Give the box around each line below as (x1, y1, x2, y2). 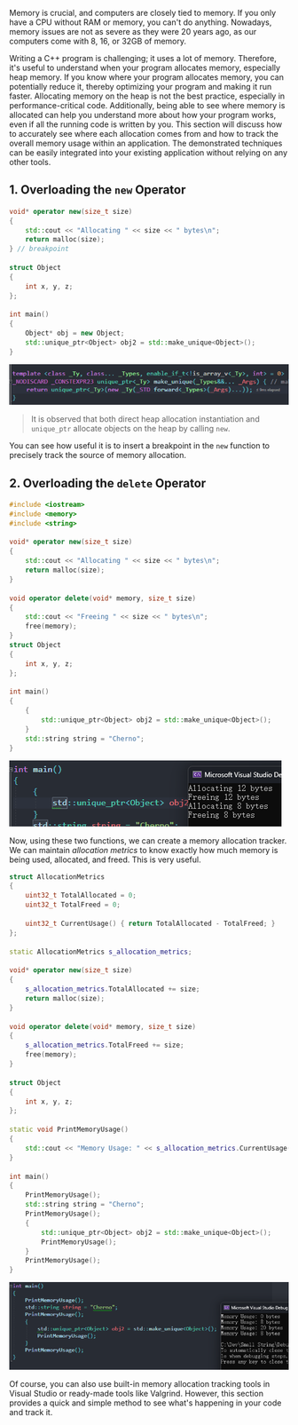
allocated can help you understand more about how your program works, (9, 110, 277, 120)
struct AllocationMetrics (9, 872, 105, 882)
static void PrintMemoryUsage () (9, 1125, 129, 1135)
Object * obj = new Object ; (25, 329, 125, 338)
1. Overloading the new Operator (9, 182, 186, 198)
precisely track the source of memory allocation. (9, 450, 187, 461)
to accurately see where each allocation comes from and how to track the (9, 129, 279, 139)
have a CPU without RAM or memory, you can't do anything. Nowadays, (9, 17, 272, 28)
